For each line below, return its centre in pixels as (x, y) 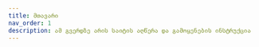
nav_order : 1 (30, 23)
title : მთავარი (33, 16)
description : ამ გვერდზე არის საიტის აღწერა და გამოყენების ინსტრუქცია (129, 30)
